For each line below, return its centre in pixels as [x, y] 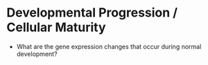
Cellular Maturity [56, 27]
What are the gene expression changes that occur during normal [109, 46]
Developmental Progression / [92, 13]
